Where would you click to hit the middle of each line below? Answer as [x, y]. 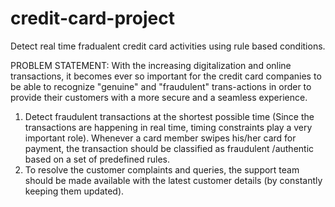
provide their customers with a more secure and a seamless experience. [159, 97]
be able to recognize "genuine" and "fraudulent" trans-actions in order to [161, 86]
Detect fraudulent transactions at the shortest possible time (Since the [169, 116]
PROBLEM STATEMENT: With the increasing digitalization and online [151, 65]
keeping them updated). [74, 191]
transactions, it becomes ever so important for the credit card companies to [166, 76]
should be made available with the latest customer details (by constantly [173, 180]
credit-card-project [93, 18]
